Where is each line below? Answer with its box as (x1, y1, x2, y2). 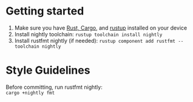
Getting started (5, 4, 84, 18)
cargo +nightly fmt (5, 89, 55, 96)
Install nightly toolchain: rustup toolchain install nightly (14, 30, 163, 37)
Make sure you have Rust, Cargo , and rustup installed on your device (14, 24, 188, 31)
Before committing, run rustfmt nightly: (5, 83, 103, 91)
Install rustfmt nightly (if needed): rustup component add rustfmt (14, 37, 176, 44)
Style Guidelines (5, 63, 90, 77)
